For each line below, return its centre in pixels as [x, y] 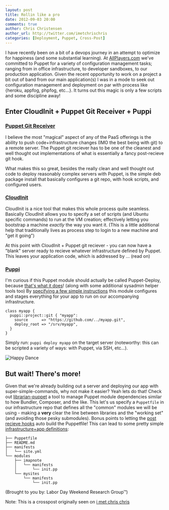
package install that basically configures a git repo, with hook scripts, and [82, 179]
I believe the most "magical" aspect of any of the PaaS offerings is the [78, 137]
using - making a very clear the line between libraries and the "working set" [84, 413]
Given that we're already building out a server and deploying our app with [82, 386]
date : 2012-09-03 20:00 [30, 19]
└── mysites [27, 474]
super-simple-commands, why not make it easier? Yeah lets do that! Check [83, 391]
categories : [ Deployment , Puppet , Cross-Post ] [55, 38]
